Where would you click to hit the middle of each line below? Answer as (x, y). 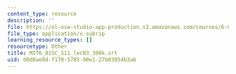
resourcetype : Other (38, 47)
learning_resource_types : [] (50, 40)
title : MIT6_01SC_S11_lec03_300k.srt (63, 54)
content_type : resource (42, 14)
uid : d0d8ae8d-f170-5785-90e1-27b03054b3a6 (72, 60)
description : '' (31, 20)
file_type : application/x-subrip (56, 33)
